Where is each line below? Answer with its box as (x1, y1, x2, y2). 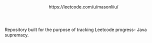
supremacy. (4, 32, 29, 38)
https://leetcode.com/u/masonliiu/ (48, 4, 118, 9)
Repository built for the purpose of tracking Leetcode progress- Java (4, 26, 147, 32)
